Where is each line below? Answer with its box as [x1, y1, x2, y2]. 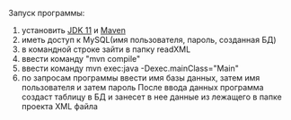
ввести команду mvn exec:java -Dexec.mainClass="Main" [21, 63, 239, 73]
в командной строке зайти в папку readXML [21, 44, 191, 55]
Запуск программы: [8, 8, 85, 18]
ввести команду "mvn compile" [21, 54, 141, 64]
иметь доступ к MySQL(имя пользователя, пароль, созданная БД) [21, 35, 277, 45]
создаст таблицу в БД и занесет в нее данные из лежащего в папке [21, 91, 282, 102]
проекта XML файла [21, 101, 98, 111]
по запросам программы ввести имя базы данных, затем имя [21, 73, 260, 83]
